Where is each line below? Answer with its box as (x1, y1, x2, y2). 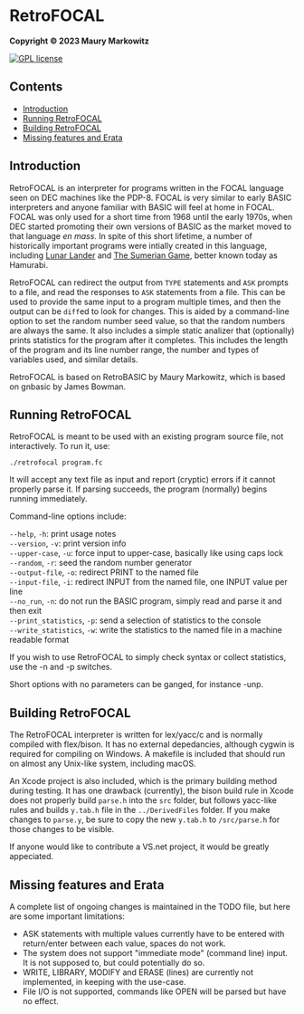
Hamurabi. (9, 259, 48, 270)
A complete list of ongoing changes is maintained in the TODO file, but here (9, 902, 291, 912)
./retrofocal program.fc (9, 458, 103, 467)
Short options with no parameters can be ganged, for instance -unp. (9, 679, 264, 690)
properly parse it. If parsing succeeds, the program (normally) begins (9, 483, 268, 494)
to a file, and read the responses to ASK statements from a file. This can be (9, 286, 286, 297)
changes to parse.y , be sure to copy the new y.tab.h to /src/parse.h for (9, 814, 280, 825)
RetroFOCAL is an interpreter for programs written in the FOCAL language (9, 182, 284, 193)
